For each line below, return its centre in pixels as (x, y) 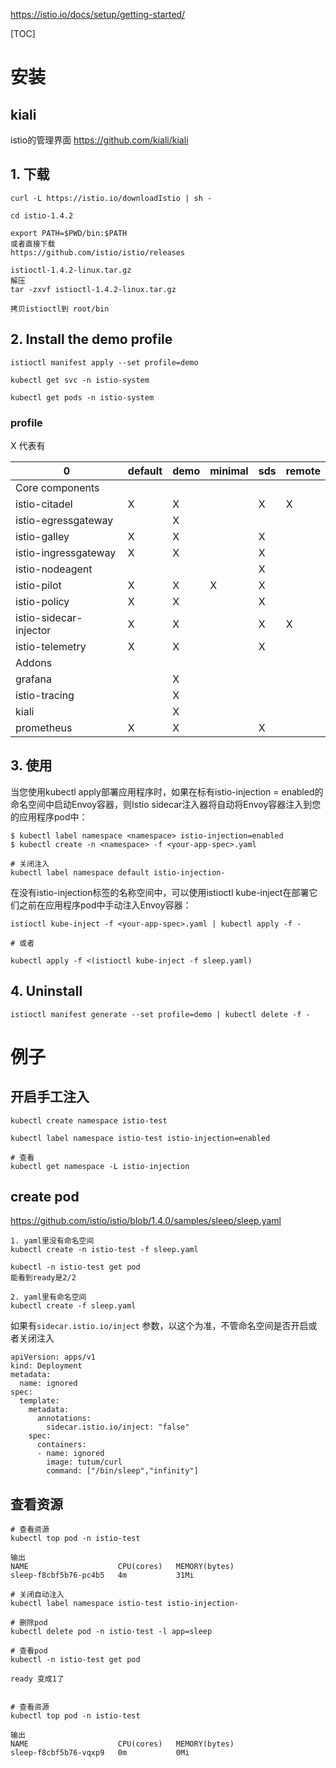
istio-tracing (45, 695)
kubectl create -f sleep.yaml (73, 1306)
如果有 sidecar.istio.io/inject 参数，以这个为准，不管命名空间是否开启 (159, 1326)
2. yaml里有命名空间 (48, 1297)
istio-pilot (38, 585)
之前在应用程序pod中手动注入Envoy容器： (105, 905)
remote (303, 471)
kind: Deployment (46, 1366)
